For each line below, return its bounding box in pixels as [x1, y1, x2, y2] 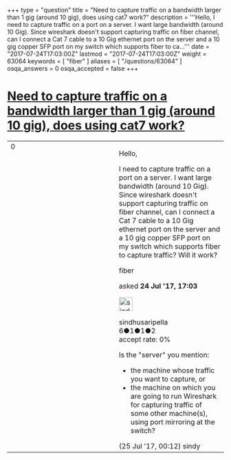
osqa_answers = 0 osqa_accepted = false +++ [7, 65, 139, 72]
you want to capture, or [130, 374, 206, 384]
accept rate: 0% [119, 334, 171, 344]
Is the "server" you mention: [119, 350, 210, 359]
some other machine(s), [130, 408, 208, 418]
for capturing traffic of [130, 399, 203, 409]
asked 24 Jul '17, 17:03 [119, 281, 198, 291]
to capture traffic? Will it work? [119, 250, 218, 260]
